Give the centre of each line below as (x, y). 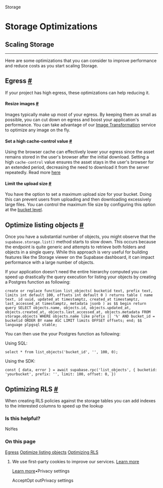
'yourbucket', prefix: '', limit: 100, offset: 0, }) (61, 374)
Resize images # (22, 104)
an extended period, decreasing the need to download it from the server (77, 167)
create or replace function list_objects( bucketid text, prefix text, (79, 291)
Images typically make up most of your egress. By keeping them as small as (81, 115)
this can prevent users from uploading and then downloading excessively (78, 199)
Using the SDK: (20, 361)
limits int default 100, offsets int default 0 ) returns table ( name (79, 295)
